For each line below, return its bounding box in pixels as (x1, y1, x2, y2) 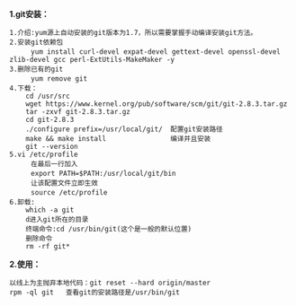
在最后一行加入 (31, 160, 78, 169)
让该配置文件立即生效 (31, 179, 99, 188)
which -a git (25, 205, 75, 214)
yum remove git (31, 74, 88, 83)
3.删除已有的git (9, 65, 64, 74)
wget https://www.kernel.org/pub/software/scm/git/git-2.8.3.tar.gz (25, 100, 288, 109)
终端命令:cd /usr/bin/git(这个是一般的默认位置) (25, 224, 192, 233)
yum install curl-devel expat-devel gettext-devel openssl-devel (31, 48, 281, 57)
